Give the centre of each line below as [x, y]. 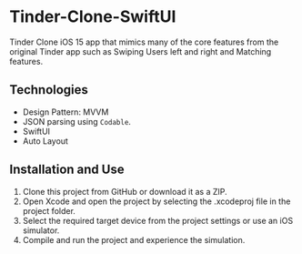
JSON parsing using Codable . [77, 121]
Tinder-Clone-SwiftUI [93, 17]
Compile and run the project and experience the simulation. [134, 239]
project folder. [49, 210]
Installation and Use [67, 170]
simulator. [41, 230]
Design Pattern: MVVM [65, 112]
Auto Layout [45, 141]
